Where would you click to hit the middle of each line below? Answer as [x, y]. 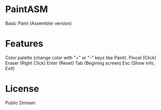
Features [24, 44]
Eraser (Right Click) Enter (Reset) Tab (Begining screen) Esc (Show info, [80, 63]
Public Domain [20, 102]
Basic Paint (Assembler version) [38, 23]
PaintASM [27, 9]
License [22, 89]
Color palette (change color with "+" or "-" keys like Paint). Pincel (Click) [81, 58]
